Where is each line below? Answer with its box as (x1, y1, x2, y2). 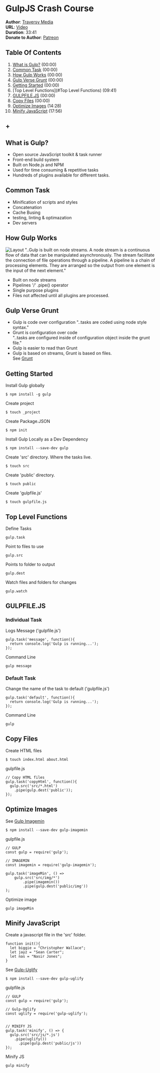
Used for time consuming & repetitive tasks (12, 167, 99, 173)
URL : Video (5, 24, 28, 30)
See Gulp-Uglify (5, 967, 38, 973)
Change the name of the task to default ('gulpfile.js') (5, 686, 110, 691)
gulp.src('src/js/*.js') (10, 1033, 60, 1038)
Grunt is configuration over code (12, 330, 78, 335)
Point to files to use (5, 544, 44, 549)
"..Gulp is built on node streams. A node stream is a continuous (25, 246, 150, 253)
